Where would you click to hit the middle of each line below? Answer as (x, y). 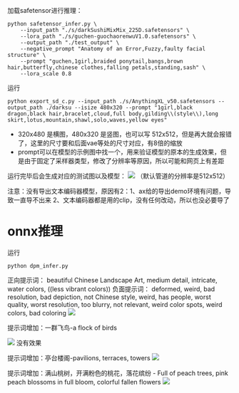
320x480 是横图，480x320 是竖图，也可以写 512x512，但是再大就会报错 (124, 134)
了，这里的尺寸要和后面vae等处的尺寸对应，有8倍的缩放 (100, 143)
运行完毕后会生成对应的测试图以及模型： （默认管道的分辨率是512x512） (118, 176)
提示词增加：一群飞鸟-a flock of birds (62, 327)
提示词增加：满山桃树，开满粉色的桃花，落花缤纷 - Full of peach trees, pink (118, 373)
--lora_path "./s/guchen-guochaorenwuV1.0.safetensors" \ (108, 36)
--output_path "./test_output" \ (70, 43)
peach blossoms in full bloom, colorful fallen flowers (85, 382)
